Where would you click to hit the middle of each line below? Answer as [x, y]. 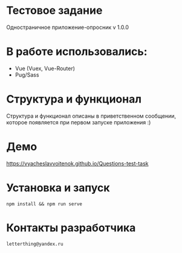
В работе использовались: [77, 52]
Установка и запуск [58, 187]
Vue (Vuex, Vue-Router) [45, 68]
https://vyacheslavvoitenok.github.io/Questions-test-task [78, 163]
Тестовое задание [54, 11]
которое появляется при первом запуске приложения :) [79, 122]
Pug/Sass [27, 75]
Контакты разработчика [71, 228]
